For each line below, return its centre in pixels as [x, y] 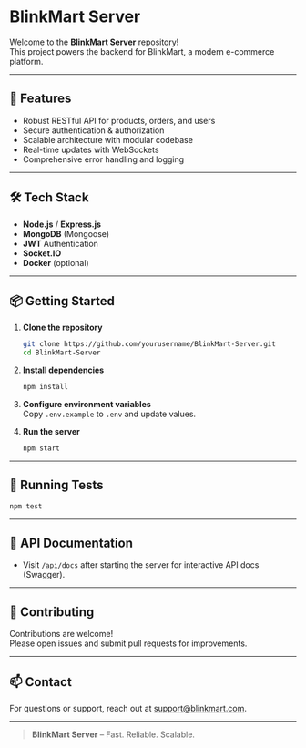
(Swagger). [44, 575]
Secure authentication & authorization [93, 130]
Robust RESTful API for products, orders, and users [119, 120]
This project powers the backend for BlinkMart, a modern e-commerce [142, 51]
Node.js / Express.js [62, 224]
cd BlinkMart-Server [61, 353]
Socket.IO [42, 253]
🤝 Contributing [52, 612]
